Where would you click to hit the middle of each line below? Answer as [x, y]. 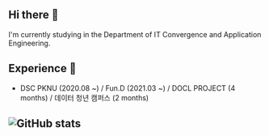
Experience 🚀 [42, 68]
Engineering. [29, 43]
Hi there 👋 [34, 15]
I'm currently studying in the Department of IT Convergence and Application [135, 34]
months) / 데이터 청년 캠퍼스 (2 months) [84, 97]
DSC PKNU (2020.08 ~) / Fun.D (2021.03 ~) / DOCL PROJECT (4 [128, 88]
